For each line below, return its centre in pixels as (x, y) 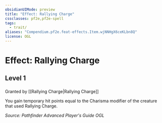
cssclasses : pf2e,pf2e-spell (34, 18)
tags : (10, 23)
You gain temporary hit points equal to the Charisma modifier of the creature (81, 101)
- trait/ (18, 28)
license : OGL (18, 37)
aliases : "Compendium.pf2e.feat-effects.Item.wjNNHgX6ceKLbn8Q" (71, 32)
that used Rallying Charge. (31, 106)
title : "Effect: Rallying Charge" (40, 14)
